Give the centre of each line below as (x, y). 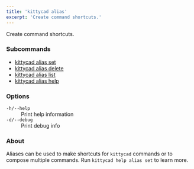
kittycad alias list (35, 74)
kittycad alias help (37, 81)
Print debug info (41, 126)
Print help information (47, 114)
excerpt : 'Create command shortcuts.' (54, 17)
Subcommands (28, 49)
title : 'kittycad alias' (37, 12)
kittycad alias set (35, 62)
